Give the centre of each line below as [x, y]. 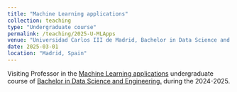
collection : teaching [39, 21]
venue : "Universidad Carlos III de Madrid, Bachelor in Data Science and [119, 40]
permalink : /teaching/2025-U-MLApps [61, 34]
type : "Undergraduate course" [52, 27]
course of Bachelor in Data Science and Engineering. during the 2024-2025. [119, 81]
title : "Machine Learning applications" [68, 14]
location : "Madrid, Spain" [47, 54]
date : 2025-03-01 [33, 47]
